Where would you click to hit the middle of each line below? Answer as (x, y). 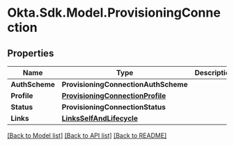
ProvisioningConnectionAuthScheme (125, 84)
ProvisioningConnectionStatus (114, 107)
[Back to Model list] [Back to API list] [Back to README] (87, 136)
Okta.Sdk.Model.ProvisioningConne (114, 13)
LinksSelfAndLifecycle (100, 118)
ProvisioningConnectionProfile (114, 96)
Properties (31, 53)
